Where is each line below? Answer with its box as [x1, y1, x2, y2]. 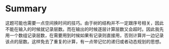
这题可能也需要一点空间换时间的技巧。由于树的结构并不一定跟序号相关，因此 [5, 20, 164, 26]
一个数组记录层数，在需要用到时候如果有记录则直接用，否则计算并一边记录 [9, 32, 164, 38]
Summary [5, 3, 47, 14]
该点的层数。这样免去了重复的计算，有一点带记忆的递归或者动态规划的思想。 [5, 38, 164, 45]
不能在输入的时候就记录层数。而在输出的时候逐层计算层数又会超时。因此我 [5, 26, 159, 32]
